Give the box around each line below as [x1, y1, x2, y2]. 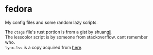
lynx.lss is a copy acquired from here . [5, 44, 83, 50]
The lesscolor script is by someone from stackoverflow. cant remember [5, 34, 148, 40]
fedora [5, 3, 33, 15]
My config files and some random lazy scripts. [5, 19, 98, 25]
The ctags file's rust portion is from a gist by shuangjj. [5, 29, 113, 35]
